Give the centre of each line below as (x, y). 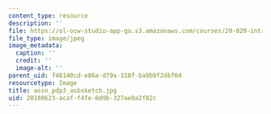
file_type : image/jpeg (46, 38)
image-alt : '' (39, 68)
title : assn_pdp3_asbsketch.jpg (63, 90)
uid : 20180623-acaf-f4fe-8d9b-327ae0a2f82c (83, 98)
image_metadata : (35, 46)
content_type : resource (48, 16)
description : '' (35, 23)
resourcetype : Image (43, 83)
